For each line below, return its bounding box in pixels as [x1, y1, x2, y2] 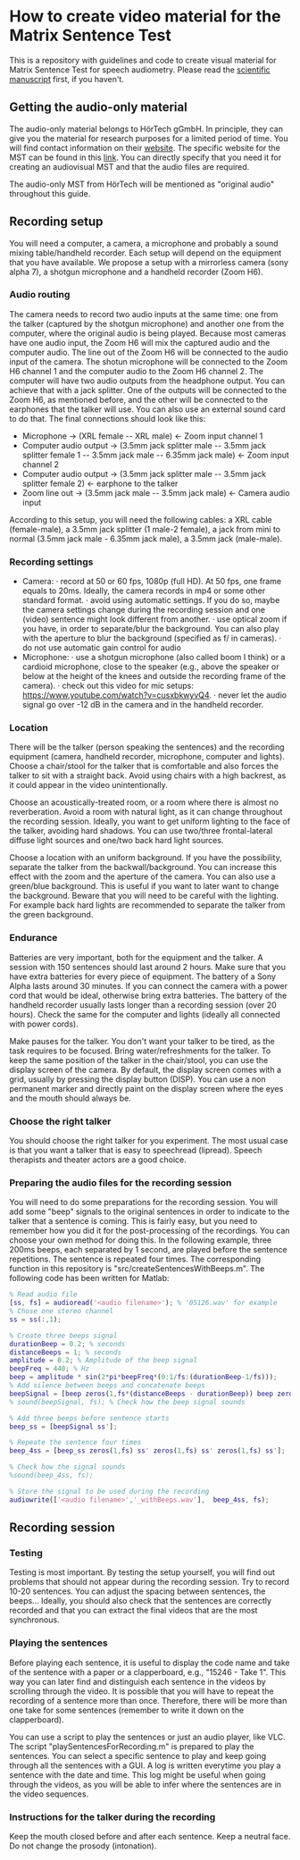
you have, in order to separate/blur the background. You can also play [21, 624, 279, 634]
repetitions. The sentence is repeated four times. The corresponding [9, 1253, 262, 1265]
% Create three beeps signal [9, 1331, 118, 1340]
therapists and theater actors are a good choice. [9, 1154, 187, 1165]
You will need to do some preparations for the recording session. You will [9, 1197, 279, 1208]
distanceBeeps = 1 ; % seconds [9, 1347, 122, 1357]
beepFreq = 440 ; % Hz [9, 1364, 90, 1373]
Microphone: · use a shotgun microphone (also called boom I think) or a [21, 652, 286, 663]
